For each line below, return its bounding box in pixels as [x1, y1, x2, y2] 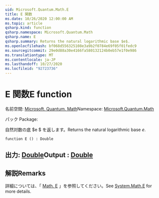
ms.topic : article [5, 21, 43, 26]
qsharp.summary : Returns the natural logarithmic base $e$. [5, 39, 131, 44]
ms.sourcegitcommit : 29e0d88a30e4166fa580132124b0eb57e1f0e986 [5, 48, 137, 53]
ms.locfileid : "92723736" [5, 66, 58, 71]
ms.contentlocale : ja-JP [5, 57, 56, 62]
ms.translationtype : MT [5, 52, 54, 58]
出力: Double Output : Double [5, 151, 93, 159]
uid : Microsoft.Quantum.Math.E [5, 7, 69, 12]
